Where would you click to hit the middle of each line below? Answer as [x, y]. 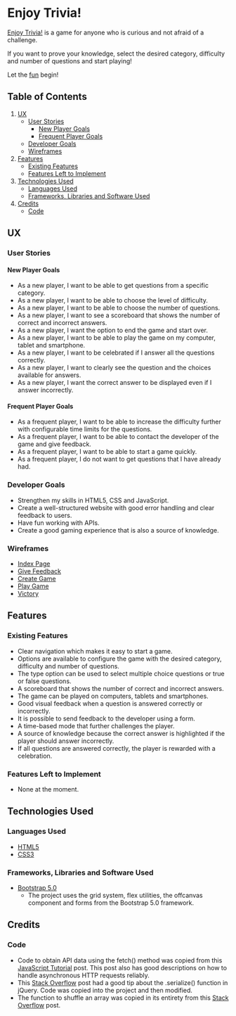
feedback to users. [45, 515]
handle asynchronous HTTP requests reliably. [83, 975]
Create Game [37, 579]
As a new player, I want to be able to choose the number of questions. [119, 308]
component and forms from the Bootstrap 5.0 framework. [111, 903]
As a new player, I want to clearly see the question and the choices [114, 368]
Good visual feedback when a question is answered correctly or [110, 703]
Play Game [33, 586]
